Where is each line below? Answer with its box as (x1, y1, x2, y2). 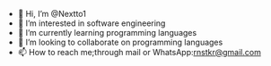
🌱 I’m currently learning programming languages (17, 28, 197, 37)
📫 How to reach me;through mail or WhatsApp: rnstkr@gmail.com (17, 47, 262, 57)
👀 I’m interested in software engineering (17, 18, 166, 29)
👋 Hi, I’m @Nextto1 (17, 9, 87, 19)
